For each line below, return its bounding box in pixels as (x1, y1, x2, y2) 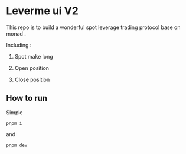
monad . (6, 30, 27, 37)
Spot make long (14, 53, 53, 60)
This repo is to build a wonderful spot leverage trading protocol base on (6, 24, 181, 31)
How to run (6, 93, 48, 103)
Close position (14, 76, 50, 83)
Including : (6, 41, 32, 49)
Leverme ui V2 (6, 4, 79, 18)
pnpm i (6, 120, 22, 126)
